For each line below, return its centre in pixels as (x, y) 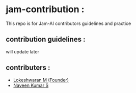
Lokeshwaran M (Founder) (41, 80)
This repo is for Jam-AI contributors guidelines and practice (69, 23)
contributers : (28, 68)
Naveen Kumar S (31, 85)
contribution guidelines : (46, 39)
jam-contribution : (45, 9)
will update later (23, 51)
